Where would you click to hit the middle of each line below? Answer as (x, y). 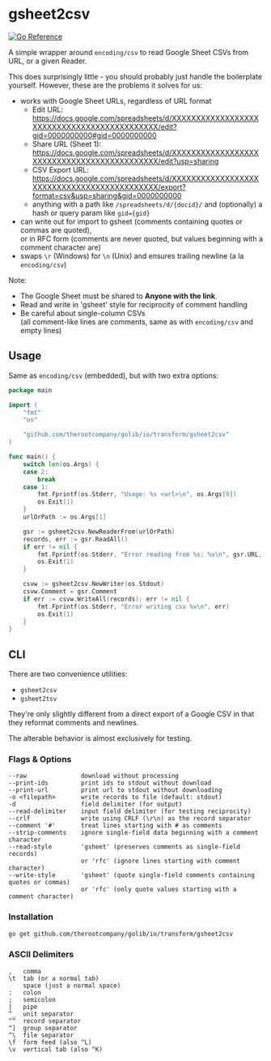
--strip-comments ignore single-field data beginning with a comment (133, 833)
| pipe (23, 1007)
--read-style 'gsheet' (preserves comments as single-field (125, 847)
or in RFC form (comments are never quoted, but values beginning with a (142, 238)
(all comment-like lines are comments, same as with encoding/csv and (136, 322)
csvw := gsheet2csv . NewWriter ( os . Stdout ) (93, 584)
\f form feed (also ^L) (50, 1042)
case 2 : (36, 472)
